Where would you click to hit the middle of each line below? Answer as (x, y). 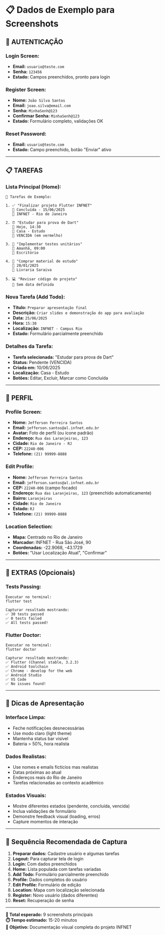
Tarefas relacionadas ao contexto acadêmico (58, 783)
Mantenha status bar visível (40, 738)
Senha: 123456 (27, 72)
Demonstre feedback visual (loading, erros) (57, 817)
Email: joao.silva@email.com (42, 105)
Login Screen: (23, 56)
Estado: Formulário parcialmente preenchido (58, 334)
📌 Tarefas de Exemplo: (29, 197)
